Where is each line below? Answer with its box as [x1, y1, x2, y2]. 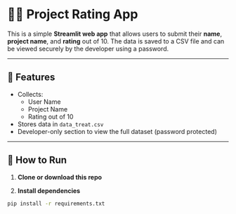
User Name [27, 98, 61, 106]
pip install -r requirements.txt [7, 200, 105, 207]
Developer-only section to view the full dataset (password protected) [17, 127, 218, 135]
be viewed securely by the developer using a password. [7, 44, 169, 53]
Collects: [17, 90, 44, 98]
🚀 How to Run [7, 154, 67, 166]
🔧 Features [7, 72, 55, 83]
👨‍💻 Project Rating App [7, 6, 138, 22]
